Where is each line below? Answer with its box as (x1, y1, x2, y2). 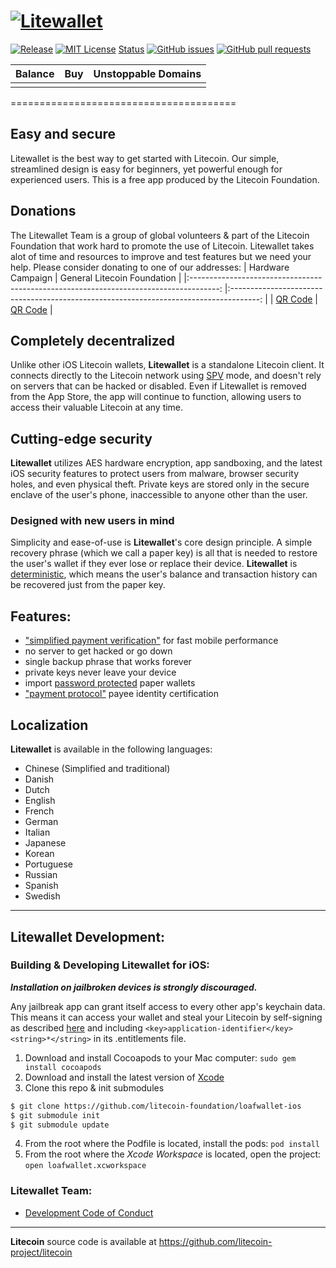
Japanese (24, 837, 67, 849)
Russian (24, 869, 58, 881)
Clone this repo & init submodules (24, 1081, 165, 1094)
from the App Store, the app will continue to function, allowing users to (10, 391, 302, 403)
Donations (10, 203, 77, 220)
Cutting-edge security (10, 430, 153, 447)
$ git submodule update (10, 1120, 110, 1130)
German (24, 816, 59, 828)
